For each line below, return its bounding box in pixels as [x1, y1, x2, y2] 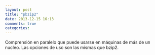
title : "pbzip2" [5, 12, 39, 17]
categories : [5, 26, 30, 31]
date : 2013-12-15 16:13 [5, 16, 54, 21]
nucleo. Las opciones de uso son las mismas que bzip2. [5, 45, 119, 51]
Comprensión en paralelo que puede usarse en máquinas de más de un [5, 39, 151, 45]
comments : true [5, 21, 37, 26]
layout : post [5, 7, 32, 12]
